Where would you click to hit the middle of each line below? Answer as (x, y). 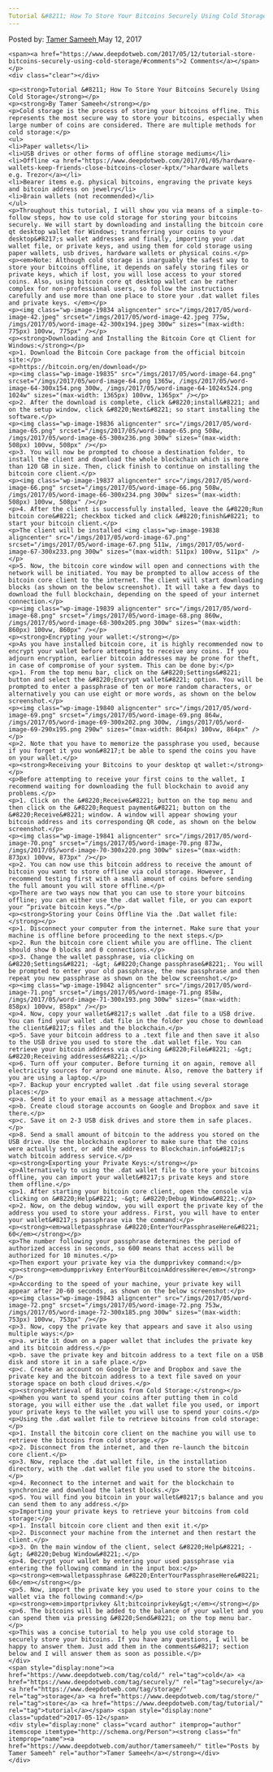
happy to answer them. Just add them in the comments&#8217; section (129, 1646)
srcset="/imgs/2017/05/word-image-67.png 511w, (91, 544)
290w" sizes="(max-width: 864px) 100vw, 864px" (167, 729)
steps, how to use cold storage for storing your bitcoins (136, 217)
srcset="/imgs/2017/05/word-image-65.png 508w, (141, 431)
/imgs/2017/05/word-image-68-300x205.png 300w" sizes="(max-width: (125, 622)
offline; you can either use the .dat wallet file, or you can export (130, 900)
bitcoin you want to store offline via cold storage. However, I (121, 871)
